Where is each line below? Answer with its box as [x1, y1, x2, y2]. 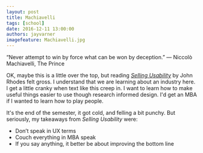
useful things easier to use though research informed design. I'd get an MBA [6, 91, 197, 98]
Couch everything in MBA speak [15, 134, 96, 141]
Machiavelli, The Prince [6, 60, 65, 67]
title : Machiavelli [6, 15, 56, 21]
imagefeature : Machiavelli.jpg [6, 37, 85, 43]
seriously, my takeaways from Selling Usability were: [6, 116, 138, 123]
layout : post [6, 8, 39, 15]
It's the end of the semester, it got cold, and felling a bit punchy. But [6, 109, 176, 116]
